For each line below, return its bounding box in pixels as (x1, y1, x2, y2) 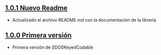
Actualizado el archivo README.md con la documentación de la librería (12, 17, 156, 23)
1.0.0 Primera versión (5, 31, 72, 40)
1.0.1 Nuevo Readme (5, 4, 68, 12)
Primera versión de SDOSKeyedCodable (12, 44, 94, 50)
